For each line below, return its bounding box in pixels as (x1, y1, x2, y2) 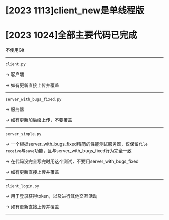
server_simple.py (5, 132, 42, 137)
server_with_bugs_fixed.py (5, 97, 62, 102)
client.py (5, 62, 26, 67)
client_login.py (5, 184, 39, 189)
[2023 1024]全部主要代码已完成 (5, 30, 137, 41)
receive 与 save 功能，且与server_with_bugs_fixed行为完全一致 (5, 148, 132, 154)
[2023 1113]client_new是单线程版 (5, 5, 145, 16)
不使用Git (5, 47, 25, 53)
